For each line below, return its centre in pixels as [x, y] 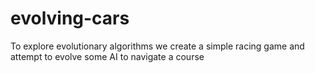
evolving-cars [70, 18]
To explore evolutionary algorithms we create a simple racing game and [157, 46]
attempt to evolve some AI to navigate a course [107, 56]
